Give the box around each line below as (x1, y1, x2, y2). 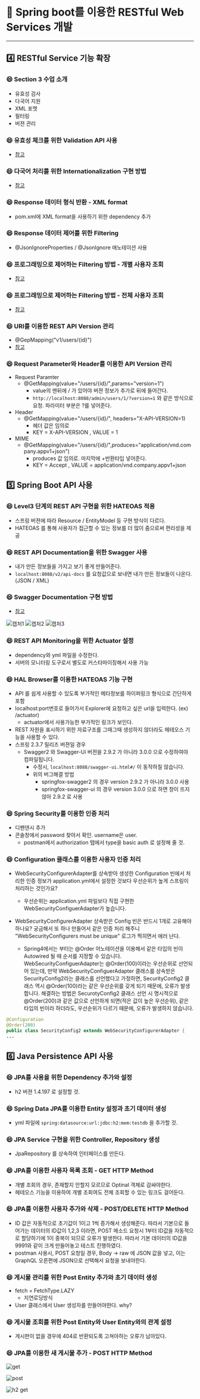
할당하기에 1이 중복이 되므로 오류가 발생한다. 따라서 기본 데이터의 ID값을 (21, 1234, 187, 1242)
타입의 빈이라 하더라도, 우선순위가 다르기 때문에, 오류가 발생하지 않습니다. (23, 1005, 194, 1012)
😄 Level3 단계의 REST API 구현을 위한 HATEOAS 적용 (6, 502, 155, 510)
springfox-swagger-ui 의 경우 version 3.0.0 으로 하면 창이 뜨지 (41, 785, 190, 793)
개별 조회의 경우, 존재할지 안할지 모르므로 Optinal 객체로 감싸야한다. (14, 1181, 173, 1188)
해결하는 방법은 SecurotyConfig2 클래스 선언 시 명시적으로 (41, 990, 179, 997)
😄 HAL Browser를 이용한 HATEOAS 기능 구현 (6, 675, 133, 683)
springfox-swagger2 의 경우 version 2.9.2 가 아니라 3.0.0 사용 (41, 778, 189, 785)
